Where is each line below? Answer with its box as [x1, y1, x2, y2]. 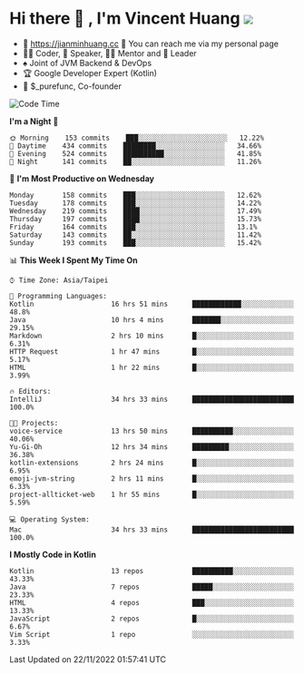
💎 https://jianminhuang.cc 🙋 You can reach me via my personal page [22, 38, 279, 49]
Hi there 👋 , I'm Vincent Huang [9, 8, 240, 29]
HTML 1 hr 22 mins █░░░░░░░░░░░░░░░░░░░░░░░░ [9, 363, 295, 372]
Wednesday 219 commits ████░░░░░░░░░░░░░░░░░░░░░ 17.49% [9, 206, 261, 216]
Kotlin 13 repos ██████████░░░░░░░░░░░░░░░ [9, 566, 295, 575]
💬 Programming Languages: [9, 291, 107, 300]
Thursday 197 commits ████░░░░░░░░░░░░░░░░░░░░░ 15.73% [9, 214, 261, 223]
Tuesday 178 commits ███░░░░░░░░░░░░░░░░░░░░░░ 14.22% [9, 199, 261, 208]
